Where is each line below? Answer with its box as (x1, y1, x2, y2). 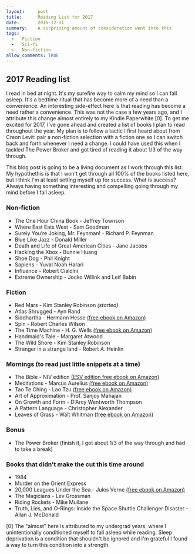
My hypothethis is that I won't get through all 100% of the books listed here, (6, 170, 190, 177)
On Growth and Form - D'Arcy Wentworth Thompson (14, 398, 142, 405)
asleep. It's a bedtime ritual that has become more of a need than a (6, 96, 169, 103)
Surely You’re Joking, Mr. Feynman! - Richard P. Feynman (14, 229, 154, 236)
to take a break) (14, 446, 53, 453)
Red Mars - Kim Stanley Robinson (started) (14, 302, 119, 309)
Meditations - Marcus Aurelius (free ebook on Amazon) (14, 380, 149, 387)
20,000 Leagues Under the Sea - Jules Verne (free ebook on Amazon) (14, 486, 185, 493)
